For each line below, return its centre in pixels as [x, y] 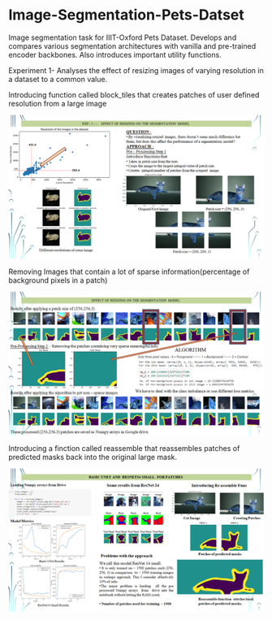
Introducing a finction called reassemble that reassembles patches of [124, 448]
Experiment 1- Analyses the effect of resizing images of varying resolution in [136, 70]
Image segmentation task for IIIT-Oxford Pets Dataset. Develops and [123, 37]
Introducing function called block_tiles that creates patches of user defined [134, 94]
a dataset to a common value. [58, 79]
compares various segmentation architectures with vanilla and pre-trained [132, 46]
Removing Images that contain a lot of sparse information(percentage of [129, 271]
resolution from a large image [58, 103]
